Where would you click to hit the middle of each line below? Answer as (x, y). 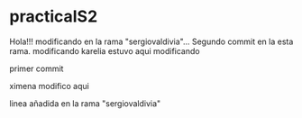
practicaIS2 (54, 17)
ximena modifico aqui (50, 86)
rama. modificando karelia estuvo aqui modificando (105, 50)
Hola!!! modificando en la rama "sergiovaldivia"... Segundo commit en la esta (151, 41)
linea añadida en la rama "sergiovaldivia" (85, 103)
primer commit (37, 68)
